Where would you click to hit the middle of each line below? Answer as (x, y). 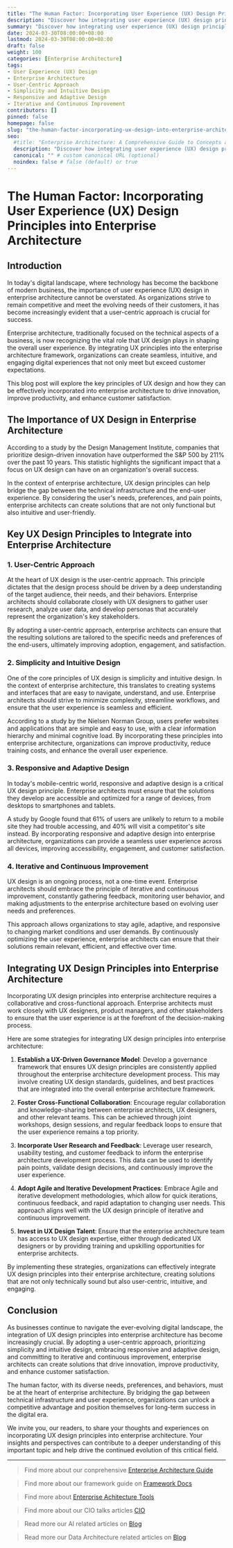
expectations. (27, 370)
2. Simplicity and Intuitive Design (64, 663)
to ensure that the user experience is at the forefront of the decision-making (116, 1017)
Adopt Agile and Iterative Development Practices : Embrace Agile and (118, 1188)
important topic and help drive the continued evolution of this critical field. (113, 1450)
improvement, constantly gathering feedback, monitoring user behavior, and (116, 896)
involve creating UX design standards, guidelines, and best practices (115, 1081)
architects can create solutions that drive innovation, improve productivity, (113, 1364)
